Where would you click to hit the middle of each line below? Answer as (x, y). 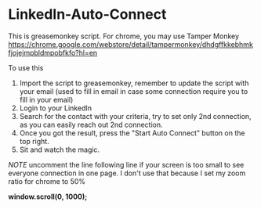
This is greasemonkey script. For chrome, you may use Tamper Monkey (124, 36)
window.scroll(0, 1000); (48, 196)
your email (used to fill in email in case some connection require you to (134, 91)
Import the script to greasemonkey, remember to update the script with (134, 83)
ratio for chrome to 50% (47, 181)
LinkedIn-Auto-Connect (87, 14)
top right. (34, 141)
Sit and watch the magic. (60, 150)
